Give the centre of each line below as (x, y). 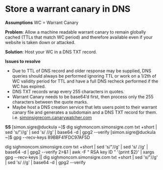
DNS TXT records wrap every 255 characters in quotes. (68, 91)
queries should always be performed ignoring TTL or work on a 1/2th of (84, 76)
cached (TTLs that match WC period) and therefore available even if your (79, 37)
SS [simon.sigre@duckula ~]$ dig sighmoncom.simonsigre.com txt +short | (81, 127)
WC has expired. (29, 86)
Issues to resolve (23, 61)
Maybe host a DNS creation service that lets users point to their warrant (85, 107)
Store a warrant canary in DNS (68, 9)
